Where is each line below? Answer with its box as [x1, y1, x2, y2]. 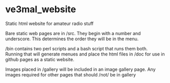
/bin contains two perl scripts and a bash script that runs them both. [5, 45, 148, 51]
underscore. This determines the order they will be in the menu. [5, 36, 139, 42]
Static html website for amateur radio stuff [5, 20, 94, 26]
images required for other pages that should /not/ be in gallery [5, 71, 136, 77]
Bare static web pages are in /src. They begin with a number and [5, 30, 141, 36]
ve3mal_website [5, 4, 76, 15]
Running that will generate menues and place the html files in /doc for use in [5, 51, 165, 57]
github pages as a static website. [5, 56, 75, 62]
